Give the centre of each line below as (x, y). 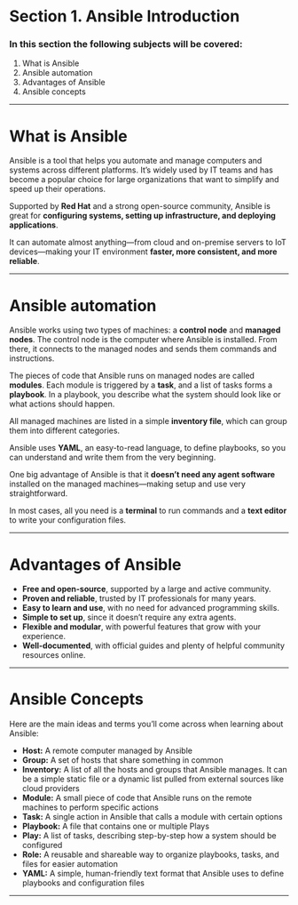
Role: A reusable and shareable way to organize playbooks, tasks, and (150, 854)
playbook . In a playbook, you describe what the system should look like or (145, 395)
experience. (44, 637)
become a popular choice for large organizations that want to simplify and (144, 180)
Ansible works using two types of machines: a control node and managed (145, 330)
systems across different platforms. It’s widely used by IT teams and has (141, 170)
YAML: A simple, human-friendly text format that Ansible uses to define (153, 874)
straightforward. (39, 493)
